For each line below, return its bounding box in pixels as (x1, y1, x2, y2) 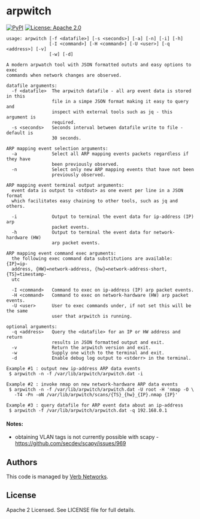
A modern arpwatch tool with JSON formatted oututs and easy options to (6, 62, 192, 68)
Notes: (6, 420, 24, 427)
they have (6, 156, 31, 162)
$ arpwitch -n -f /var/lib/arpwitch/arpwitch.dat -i (8, 371, 144, 377)
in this (6, 93, 26, 99)
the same (6, 308, 28, 314)
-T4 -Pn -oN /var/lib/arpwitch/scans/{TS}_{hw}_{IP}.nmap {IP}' (14, 391, 178, 397)
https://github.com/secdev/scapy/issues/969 (14, 440, 126, 447)
